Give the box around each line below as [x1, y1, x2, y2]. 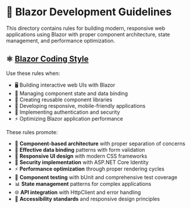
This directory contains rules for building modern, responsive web [6, 25, 166, 32]
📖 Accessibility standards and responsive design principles [14, 195, 160, 202]
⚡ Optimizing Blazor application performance [14, 115, 123, 122]
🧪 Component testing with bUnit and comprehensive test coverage [14, 173, 178, 180]
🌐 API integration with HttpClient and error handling [14, 189, 141, 196]
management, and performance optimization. [6, 37, 115, 44]
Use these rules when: [6, 70, 60, 77]
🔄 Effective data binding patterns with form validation [14, 146, 145, 153]
